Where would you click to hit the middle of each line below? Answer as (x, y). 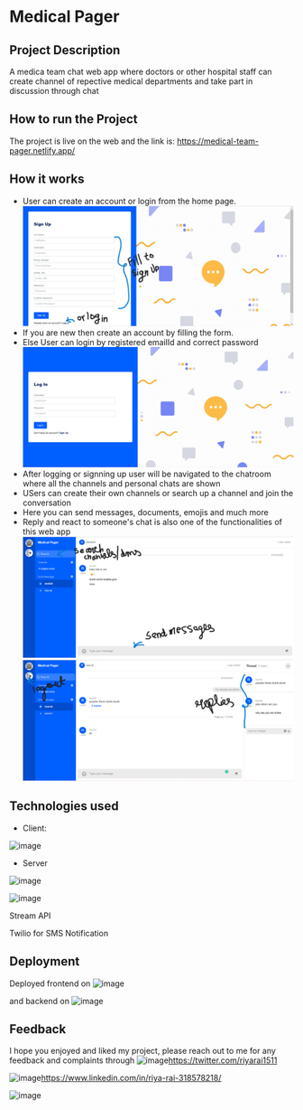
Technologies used (64, 806)
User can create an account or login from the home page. (129, 201)
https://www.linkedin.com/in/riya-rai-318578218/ (131, 1078)
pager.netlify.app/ (42, 150)
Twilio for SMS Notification (59, 933)
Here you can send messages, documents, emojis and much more (145, 513)
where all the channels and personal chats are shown (121, 484)
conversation (47, 503)
